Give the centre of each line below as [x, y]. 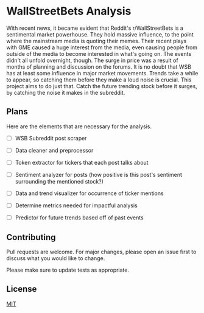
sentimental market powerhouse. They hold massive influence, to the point [100, 34]
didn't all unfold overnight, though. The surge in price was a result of [92, 60]
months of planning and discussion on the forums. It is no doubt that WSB [99, 67]
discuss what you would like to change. [56, 258]
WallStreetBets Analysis [69, 11]
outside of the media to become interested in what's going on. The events [99, 53]
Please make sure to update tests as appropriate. [68, 270]
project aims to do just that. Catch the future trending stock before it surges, [102, 86]
